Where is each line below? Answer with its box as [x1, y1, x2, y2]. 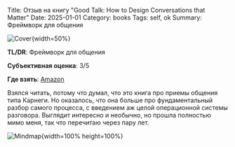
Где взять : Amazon [7, 75, 65, 83]
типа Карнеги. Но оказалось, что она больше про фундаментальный [7, 96, 213, 104]
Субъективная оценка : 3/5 [7, 62, 90, 69]
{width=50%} [31, 34, 71, 43]
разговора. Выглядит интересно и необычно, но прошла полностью [7, 111, 212, 119]
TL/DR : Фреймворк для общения [7, 48, 105, 56]
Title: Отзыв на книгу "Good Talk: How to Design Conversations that [7, 6, 206, 14]
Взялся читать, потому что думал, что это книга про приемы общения [7, 89, 218, 97]
